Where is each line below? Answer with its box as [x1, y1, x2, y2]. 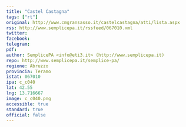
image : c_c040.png [6, 95, 51, 101]
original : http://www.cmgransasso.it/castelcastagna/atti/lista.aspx [6, 19, 181, 25]
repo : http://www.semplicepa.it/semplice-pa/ [6, 57, 119, 63]
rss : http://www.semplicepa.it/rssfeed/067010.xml [6, 25, 133, 31]
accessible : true [6, 101, 49, 107]
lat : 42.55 [6, 85, 33, 91]
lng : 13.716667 [6, 90, 44, 96]
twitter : [6, 30, 28, 36]
